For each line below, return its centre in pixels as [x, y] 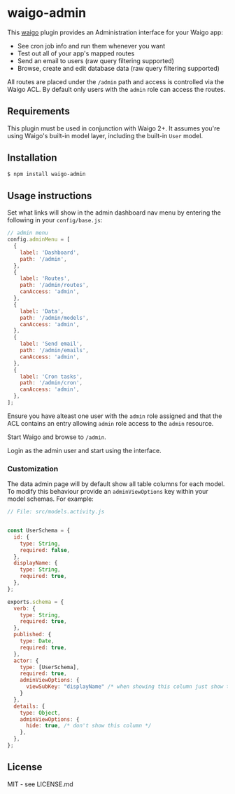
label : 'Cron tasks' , [51, 377]
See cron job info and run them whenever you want [91, 46]
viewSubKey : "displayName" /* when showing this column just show [124, 687]
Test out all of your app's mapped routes [76, 53]
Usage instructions [50, 195]
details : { [29, 706]
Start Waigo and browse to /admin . [57, 437]
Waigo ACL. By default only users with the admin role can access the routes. [116, 89]
